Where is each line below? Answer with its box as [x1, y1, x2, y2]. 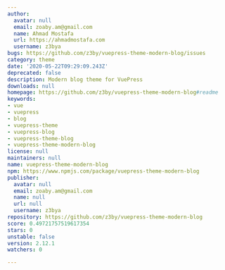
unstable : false [7, 233, 55, 240]
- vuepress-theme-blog [7, 135, 74, 142]
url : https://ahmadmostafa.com [13, 37, 105, 44]
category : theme [7, 56, 55, 63]
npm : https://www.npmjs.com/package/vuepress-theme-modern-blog [7, 167, 200, 175]
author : [7, 10, 30, 18]
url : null [13, 200, 42, 208]
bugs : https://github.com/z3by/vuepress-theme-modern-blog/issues [7, 50, 206, 57]
